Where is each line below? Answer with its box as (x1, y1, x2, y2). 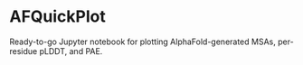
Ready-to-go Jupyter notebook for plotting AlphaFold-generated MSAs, (9, 36, 276, 47)
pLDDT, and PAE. (39, 45, 103, 56)
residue (9, 45, 38, 56)
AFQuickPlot (9, 6, 106, 27)
